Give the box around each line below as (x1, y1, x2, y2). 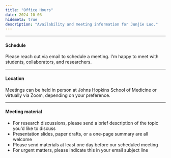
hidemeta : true (5, 17, 38, 22)
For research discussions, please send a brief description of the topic (12, 120, 159, 126)
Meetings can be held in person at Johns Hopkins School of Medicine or (5, 87, 157, 93)
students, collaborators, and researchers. (5, 59, 92, 65)
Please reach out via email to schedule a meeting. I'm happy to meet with (5, 54, 159, 60)
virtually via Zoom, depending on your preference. (5, 92, 110, 98)
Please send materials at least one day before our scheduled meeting (12, 141, 158, 148)
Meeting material (5, 109, 42, 115)
